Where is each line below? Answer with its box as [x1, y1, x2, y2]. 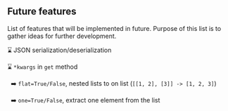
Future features [7, 6, 77, 18]
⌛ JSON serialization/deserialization [7, 46, 112, 54]
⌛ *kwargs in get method [7, 63, 78, 71]
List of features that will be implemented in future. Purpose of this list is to [7, 24, 222, 32]
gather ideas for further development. [7, 32, 117, 40]
